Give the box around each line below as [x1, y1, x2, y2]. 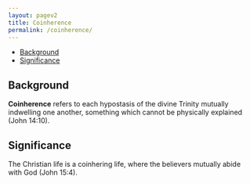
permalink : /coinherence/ [8, 26, 92, 34]
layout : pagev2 [8, 11, 58, 20]
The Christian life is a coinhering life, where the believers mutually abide [8, 160, 241, 168]
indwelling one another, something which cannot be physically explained [8, 107, 243, 117]
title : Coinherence [8, 19, 72, 27]
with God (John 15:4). [8, 168, 78, 177]
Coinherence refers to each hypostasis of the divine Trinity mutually [8, 99, 229, 109]
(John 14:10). [8, 116, 50, 125]
